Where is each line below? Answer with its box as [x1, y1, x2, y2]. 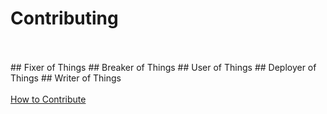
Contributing [10, 7, 119, 30]
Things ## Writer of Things [10, 72, 122, 84]
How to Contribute [10, 93, 87, 105]
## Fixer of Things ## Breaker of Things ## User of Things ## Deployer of [10, 61, 317, 73]
